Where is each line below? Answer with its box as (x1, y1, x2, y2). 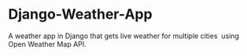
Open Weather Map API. (8, 39, 87, 48)
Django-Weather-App (8, 5, 153, 23)
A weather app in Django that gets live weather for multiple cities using (8, 31, 240, 40)
